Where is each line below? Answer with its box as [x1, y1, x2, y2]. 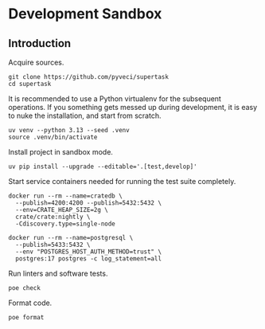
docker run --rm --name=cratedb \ [8, 192, 123, 200]
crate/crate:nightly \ [15, 213, 91, 221]
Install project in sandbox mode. [8, 147, 114, 156]
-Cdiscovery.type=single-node [15, 220, 115, 228]
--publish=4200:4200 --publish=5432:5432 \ [15, 199, 162, 207]
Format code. [8, 298, 53, 307]
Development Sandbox [8, 5, 162, 23]
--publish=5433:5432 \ [15, 241, 91, 249]
